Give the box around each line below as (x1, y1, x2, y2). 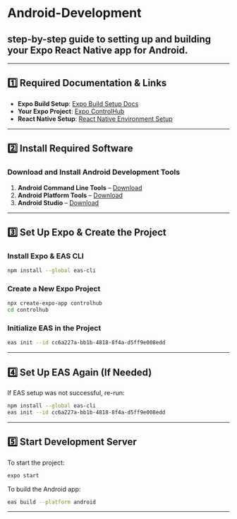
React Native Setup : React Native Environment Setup (17, 115, 173, 123)
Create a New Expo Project (7, 284, 101, 293)
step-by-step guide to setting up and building (7, 33, 212, 45)
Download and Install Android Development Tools (7, 168, 181, 177)
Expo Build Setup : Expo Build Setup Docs (17, 99, 139, 107)
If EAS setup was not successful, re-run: (7, 389, 125, 397)
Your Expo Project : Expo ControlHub (17, 107, 125, 115)
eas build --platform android (7, 498, 97, 506)
